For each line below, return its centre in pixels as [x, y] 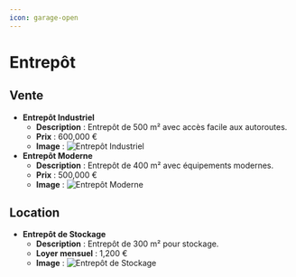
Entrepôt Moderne [57, 155]
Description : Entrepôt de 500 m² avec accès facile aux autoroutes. [162, 126]
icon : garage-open [44, 18]
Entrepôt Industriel [58, 117]
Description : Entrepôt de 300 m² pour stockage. [127, 244]
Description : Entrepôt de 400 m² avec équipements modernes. [154, 165]
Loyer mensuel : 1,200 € [82, 254]
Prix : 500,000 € [66, 175]
